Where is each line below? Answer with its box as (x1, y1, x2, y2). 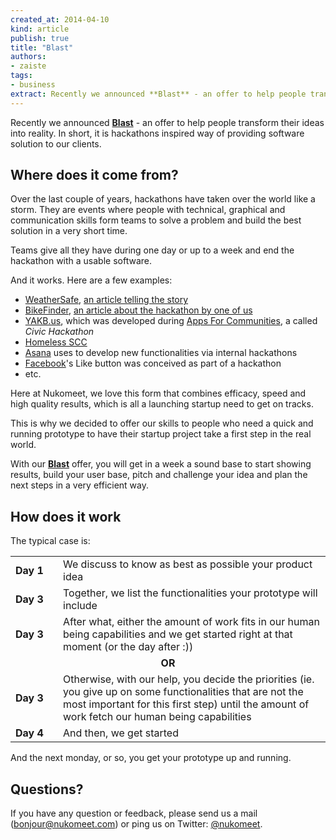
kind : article (10, 24, 70, 34)
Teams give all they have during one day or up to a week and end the (10, 244, 295, 256)
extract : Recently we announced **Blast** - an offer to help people (10, 89, 307, 99)
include (63, 599, 98, 613)
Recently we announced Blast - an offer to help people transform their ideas (10, 116, 325, 128)
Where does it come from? (10, 167, 179, 184)
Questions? (10, 781, 84, 798)
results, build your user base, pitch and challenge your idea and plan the (10, 469, 308, 481)
